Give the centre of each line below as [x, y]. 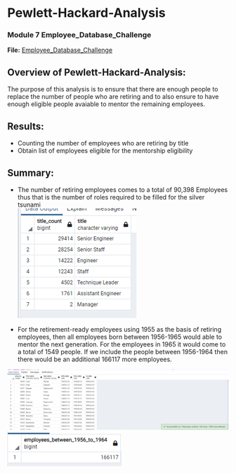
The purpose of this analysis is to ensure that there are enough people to [113, 89]
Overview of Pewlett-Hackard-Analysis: [97, 72]
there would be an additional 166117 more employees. [94, 359]
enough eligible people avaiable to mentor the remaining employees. [106, 104]
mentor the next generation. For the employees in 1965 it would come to [122, 344]
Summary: [31, 173]
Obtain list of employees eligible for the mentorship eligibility [105, 151]
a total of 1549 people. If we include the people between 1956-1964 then [123, 351]
